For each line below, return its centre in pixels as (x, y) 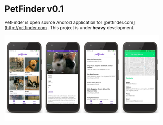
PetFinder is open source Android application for (54, 22)
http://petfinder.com (26, 27)
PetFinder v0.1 (34, 9)
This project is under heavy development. (92, 27)
